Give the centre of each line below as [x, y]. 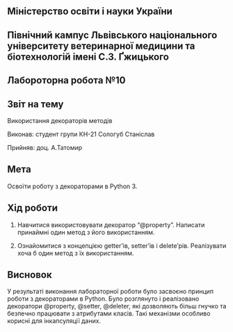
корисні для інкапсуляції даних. [54, 321]
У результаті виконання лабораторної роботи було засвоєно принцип [111, 292]
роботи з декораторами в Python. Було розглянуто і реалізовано [103, 299]
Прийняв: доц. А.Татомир [45, 147]
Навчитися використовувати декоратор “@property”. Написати [111, 224]
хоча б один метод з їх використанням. [75, 253]
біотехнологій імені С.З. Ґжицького [88, 57]
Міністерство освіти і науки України [90, 11]
